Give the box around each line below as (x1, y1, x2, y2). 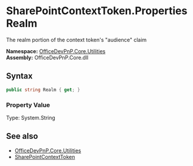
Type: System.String (6, 114, 56, 121)
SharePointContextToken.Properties (6, 4, 188, 18)
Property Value (6, 100, 51, 109)
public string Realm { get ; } (6, 87, 81, 93)
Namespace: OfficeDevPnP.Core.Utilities (6, 47, 106, 54)
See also (6, 131, 38, 141)
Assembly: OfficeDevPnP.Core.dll (6, 54, 89, 61)
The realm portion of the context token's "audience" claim (6, 36, 147, 43)
